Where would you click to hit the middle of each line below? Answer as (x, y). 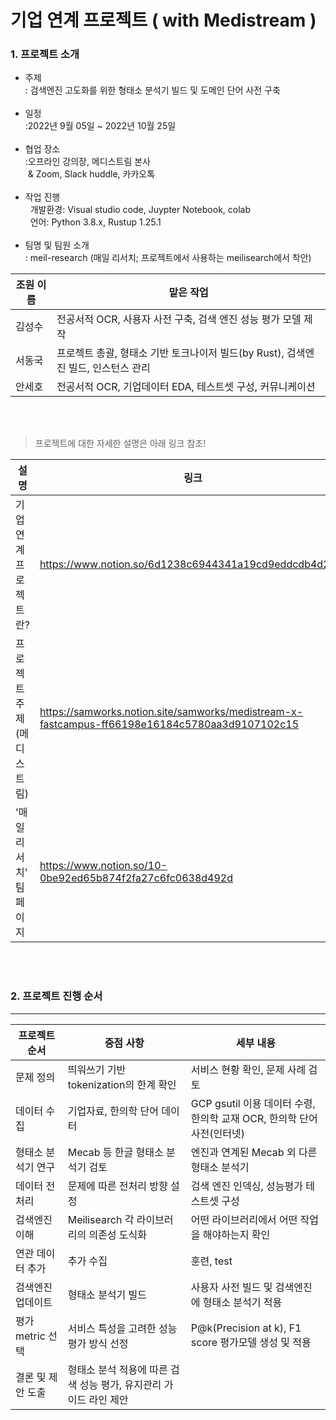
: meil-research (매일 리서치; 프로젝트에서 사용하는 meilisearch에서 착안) (168, 258)
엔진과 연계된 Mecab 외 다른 (254, 1152)
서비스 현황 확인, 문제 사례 (248, 1069)
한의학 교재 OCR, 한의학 (243, 1118)
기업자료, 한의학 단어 (113, 1111)
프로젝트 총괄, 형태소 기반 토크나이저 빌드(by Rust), (170, 353)
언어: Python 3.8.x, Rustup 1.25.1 (95, 222)
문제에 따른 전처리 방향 (117, 1186)
